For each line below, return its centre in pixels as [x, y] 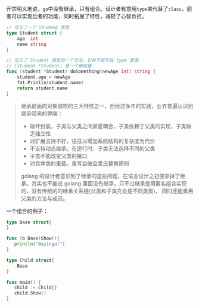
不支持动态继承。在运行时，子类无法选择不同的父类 [92, 148]
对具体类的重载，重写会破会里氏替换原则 [79, 163]
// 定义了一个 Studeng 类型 [38, 27]
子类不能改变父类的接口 [58, 156]
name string [32, 44]
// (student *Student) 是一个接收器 [49, 66]
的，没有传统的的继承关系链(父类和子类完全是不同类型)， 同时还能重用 [107, 191]
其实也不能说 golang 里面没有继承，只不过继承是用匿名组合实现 [109, 183]
